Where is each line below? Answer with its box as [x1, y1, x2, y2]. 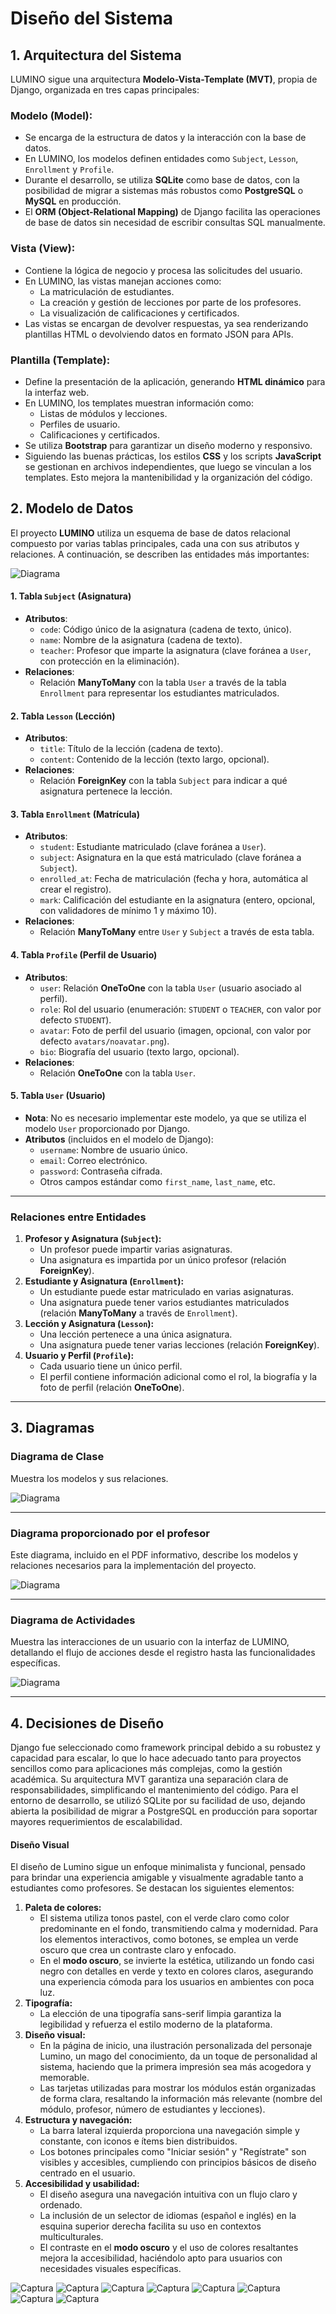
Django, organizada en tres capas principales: [10, 84, 200, 96]
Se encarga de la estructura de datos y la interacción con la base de [24, 132, 307, 144]
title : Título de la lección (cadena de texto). [39, 743, 224, 755]
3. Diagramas [10, 1420, 95, 1437]
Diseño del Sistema [10, 7, 174, 30]
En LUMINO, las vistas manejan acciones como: [24, 275, 222, 287]
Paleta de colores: [24, 1902, 102, 1914]
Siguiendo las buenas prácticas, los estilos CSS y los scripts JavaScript [24, 450, 322, 462]
